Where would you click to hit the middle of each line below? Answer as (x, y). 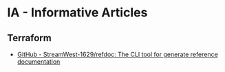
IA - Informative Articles (77, 13)
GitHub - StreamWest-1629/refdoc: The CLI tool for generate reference (117, 54)
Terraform (29, 38)
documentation (39, 62)
